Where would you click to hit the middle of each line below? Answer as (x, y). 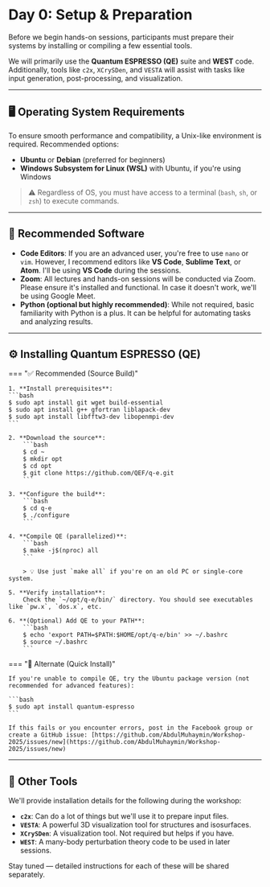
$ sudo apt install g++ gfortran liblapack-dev (90, 410)
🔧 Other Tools (43, 781)
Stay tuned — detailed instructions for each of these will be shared (119, 866)
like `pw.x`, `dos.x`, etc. (55, 607)
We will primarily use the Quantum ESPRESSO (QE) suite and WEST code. (131, 61)
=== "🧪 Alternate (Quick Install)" (62, 664)
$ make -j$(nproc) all (61, 551)
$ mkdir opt (43, 459)
